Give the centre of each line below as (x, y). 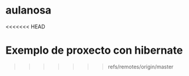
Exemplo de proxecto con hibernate (94, 50)
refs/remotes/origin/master (141, 67)
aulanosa (29, 10)
